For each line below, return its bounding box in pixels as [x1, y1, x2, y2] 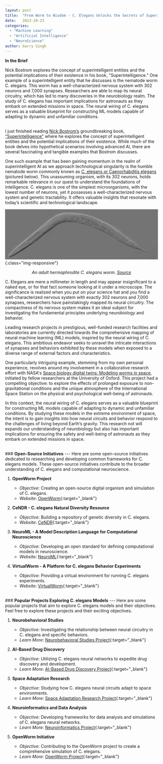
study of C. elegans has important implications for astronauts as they [5, 98, 143, 104]
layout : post [5, 8, 32, 13]
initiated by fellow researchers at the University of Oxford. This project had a [5, 375, 158, 381]
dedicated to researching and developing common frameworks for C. [5, 456, 143, 462]
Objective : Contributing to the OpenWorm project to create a [19, 744, 140, 749]
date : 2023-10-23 [5, 18, 45, 23]
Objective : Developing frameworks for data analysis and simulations [19, 714, 155, 720]
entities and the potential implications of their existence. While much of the [5, 139, 155, 144]
